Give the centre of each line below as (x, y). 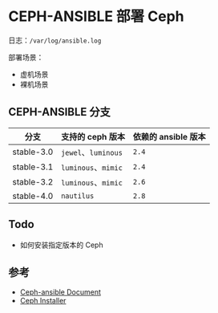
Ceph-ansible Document (61, 292)
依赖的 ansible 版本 (169, 136)
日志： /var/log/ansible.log (55, 40)
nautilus (78, 196)
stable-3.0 (33, 152)
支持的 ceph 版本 (93, 136)
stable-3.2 (33, 181)
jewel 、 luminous (92, 152)
